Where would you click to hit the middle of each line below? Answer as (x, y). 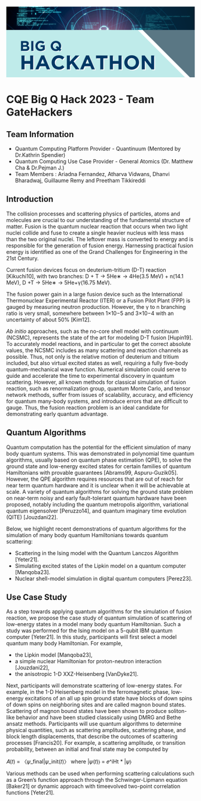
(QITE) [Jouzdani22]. (32, 517)
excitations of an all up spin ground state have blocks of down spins (109, 699)
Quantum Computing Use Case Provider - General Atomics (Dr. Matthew (104, 161)
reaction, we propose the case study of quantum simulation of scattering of (99, 618)
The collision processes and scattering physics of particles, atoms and (93, 214)
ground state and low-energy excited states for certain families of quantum (99, 466)
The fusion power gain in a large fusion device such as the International (94, 294)
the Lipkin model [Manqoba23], (54, 655)
